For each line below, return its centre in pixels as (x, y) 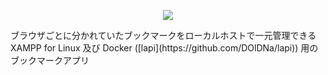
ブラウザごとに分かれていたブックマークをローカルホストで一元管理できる (163, 35)
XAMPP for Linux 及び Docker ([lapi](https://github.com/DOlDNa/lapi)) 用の (164, 48)
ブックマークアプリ (50, 60)
